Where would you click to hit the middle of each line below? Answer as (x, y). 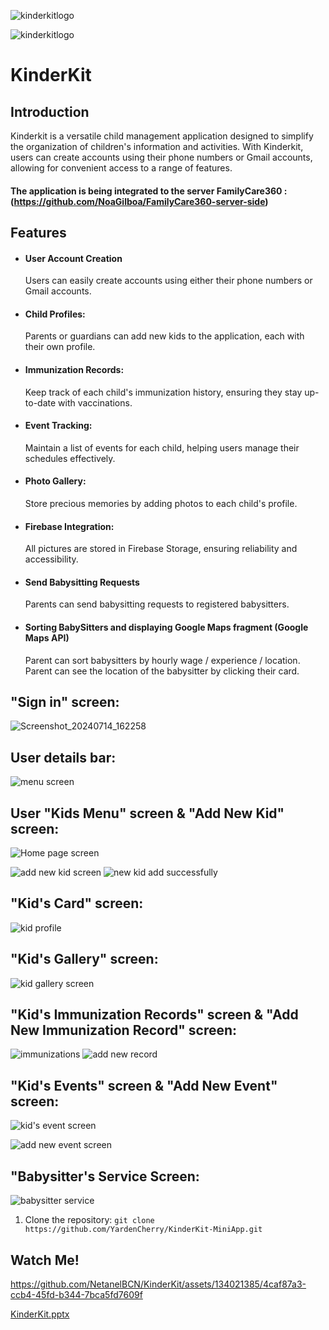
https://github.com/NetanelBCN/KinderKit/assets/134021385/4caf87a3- (158, 1284)
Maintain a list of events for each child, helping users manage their (162, 447)
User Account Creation (73, 258)
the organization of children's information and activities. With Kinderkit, (157, 146)
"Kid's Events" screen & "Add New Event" (144, 1085)
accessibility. (51, 559)
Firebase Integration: (69, 526)
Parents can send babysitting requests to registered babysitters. (157, 604)
